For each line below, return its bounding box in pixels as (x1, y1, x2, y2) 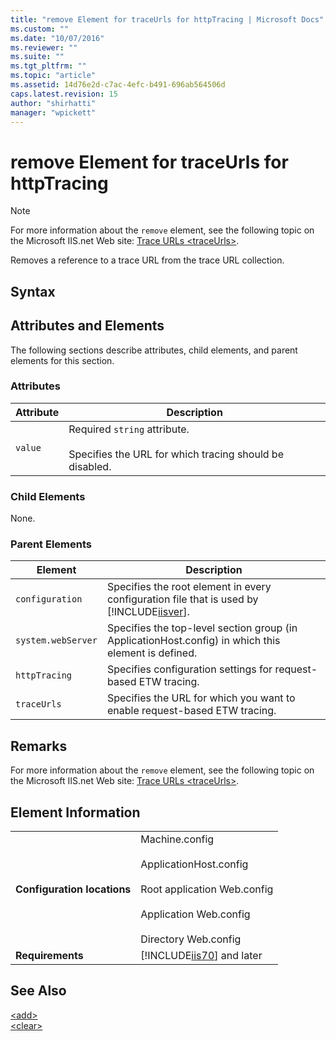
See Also (10, 982, 67, 1000)
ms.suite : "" (10, 52, 65, 62)
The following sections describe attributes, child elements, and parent (10, 344, 298, 356)
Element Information (10, 804, 141, 821)
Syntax (10, 283, 56, 300)
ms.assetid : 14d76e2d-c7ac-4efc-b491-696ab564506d (10, 80, 226, 90)
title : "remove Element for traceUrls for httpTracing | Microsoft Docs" (10, 14, 325, 25)
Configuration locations (15, 882, 132, 896)
